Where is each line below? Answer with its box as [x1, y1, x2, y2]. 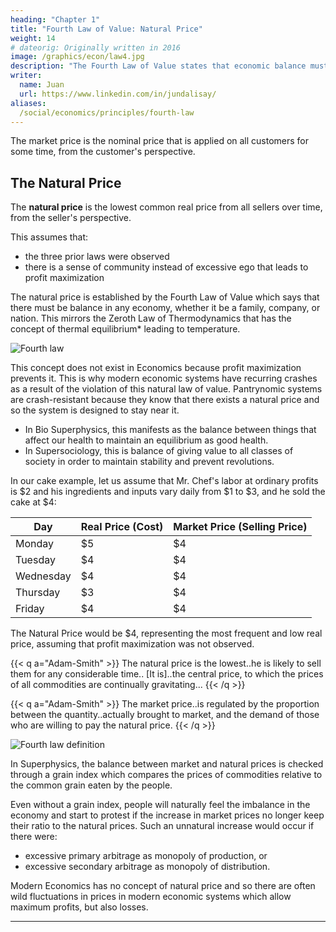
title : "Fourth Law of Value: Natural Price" [10, 24, 203, 34]
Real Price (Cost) [80, 520, 164, 534]
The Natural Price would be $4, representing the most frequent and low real [10, 627, 323, 640]
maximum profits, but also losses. [10, 901, 149, 913]
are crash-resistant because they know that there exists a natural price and [10, 394, 320, 406]
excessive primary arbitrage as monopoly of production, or [24, 850, 268, 862]
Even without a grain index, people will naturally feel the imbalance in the [10, 799, 311, 811]
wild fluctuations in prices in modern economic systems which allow [10, 891, 292, 903]
